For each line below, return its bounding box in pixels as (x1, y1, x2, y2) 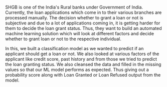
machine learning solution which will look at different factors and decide (5, 31, 154, 36)
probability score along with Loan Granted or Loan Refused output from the (5, 72, 161, 78)
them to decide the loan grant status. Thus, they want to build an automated (5, 25, 162, 31)
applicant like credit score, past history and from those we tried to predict (5, 56, 157, 62)
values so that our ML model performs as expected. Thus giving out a (5, 67, 149, 73)
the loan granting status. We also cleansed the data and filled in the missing (5, 62, 161, 67)
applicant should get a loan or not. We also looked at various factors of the (5, 51, 159, 57)
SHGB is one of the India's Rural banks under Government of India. (5, 4, 143, 10)
